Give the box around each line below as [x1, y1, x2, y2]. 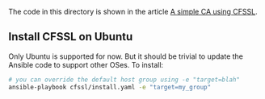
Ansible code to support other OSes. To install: [8, 60, 164, 69]
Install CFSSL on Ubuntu [8, 30, 133, 43]
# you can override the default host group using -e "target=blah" [8, 76, 241, 84]
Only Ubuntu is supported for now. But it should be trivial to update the [8, 52, 244, 61]
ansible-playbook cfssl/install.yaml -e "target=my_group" [8, 83, 212, 91]
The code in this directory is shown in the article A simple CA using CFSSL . [8, 7, 259, 16]
